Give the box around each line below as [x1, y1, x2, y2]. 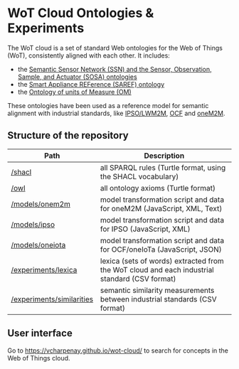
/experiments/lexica [11, 264, 78, 274]
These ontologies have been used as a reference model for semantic [7, 101, 209, 109]
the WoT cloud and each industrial [100, 264, 215, 274]
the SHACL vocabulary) [100, 171, 179, 181]
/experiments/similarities [11, 294, 94, 304]
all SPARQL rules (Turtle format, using [100, 162, 226, 172]
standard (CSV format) [100, 274, 176, 284]
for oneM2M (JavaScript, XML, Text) [100, 203, 223, 213]
